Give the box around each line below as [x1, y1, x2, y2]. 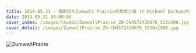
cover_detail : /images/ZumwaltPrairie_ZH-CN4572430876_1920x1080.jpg [6, 24, 179, 31]
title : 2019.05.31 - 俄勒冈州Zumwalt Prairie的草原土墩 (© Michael [6, 8, 166, 15]
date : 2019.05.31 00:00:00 [6, 14, 72, 20]
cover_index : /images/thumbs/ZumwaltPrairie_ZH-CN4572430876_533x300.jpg [6, 19, 190, 25]
